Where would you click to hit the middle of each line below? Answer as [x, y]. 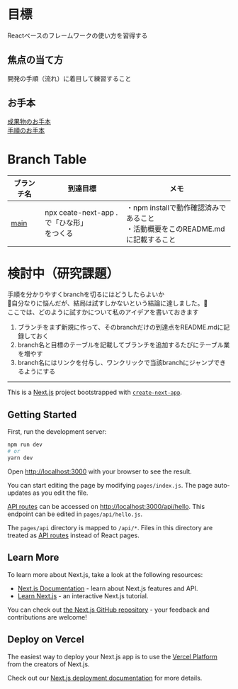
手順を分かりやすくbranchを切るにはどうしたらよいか [86, 294]
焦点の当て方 [35, 60]
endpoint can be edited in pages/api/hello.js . [75, 514]
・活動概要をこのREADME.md [176, 229]
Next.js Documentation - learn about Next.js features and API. [108, 588]
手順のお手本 [26, 130]
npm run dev [25, 445]
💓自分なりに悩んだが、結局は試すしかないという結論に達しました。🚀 [108, 303]
